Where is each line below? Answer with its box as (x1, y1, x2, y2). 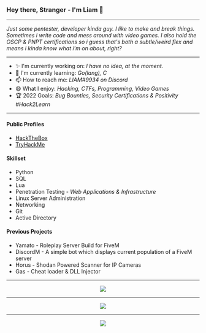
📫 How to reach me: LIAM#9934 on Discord (15, 76, 128, 83)
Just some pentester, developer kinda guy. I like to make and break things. (6, 25, 195, 33)
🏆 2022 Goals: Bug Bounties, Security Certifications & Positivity (15, 92, 179, 99)
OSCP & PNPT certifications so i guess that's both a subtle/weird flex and (6, 38, 193, 45)
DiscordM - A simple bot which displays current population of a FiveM (15, 248, 193, 255)
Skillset (6, 155, 26, 162)
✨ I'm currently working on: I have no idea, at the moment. (15, 63, 164, 70)
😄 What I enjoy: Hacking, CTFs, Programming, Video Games (15, 85, 170, 93)
